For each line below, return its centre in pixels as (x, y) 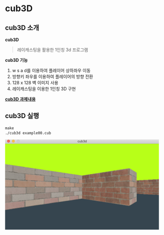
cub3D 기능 (17, 60)
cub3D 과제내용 (20, 99)
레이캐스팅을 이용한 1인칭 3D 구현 (44, 89)
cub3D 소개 (22, 28)
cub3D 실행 (22, 116)
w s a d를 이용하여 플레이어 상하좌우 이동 (51, 70)
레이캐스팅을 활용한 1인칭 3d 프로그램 (52, 50)
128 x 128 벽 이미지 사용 (35, 83)
